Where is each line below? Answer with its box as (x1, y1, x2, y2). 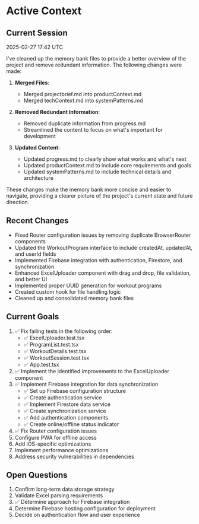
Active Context (6, 4, 82, 18)
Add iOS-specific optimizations (14, 440, 91, 447)
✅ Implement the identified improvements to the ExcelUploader (14, 367, 169, 374)
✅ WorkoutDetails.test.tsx (23, 347, 87, 354)
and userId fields (14, 250, 56, 258)
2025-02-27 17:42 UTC (6, 43, 64, 50)
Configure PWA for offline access (14, 434, 97, 441)
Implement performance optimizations (14, 446, 109, 453)
